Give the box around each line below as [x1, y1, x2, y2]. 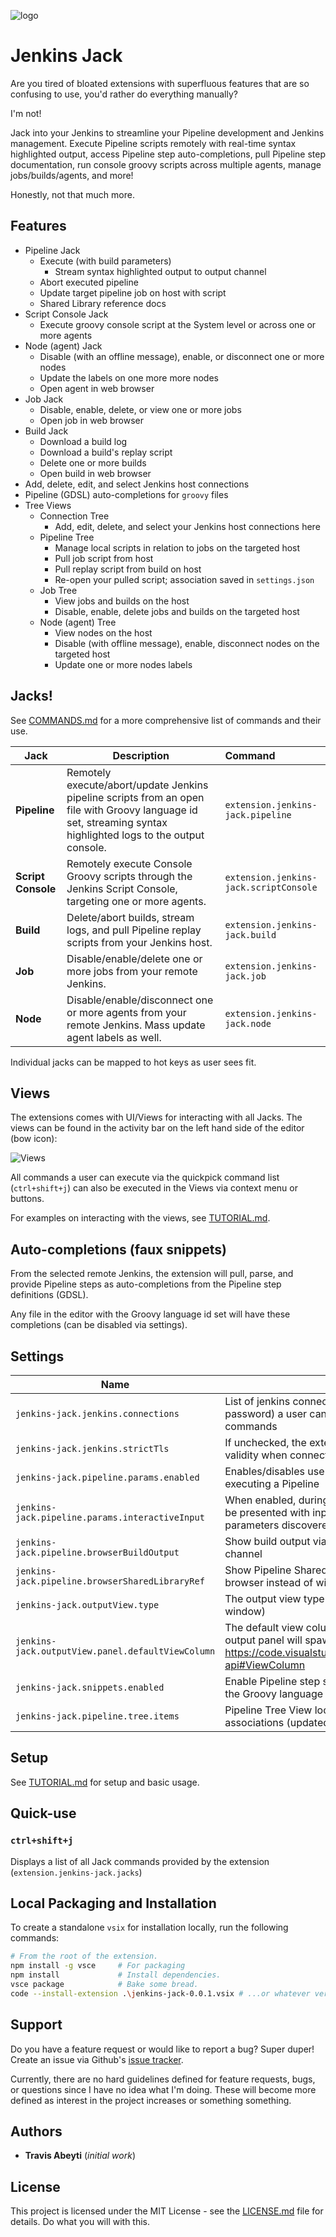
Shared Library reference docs [39, 297, 167, 309]
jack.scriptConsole [224, 881, 318, 893]
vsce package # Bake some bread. [10, 1979, 199, 1989]
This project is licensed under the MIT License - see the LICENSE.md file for [10, 2205, 324, 2217]
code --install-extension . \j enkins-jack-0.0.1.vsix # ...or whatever [10, 1988, 311, 1999]
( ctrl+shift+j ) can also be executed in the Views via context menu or [10, 1182, 298, 1194]
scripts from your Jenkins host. [66, 935, 213, 949]
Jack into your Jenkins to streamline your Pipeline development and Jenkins [10, 126, 325, 139]
